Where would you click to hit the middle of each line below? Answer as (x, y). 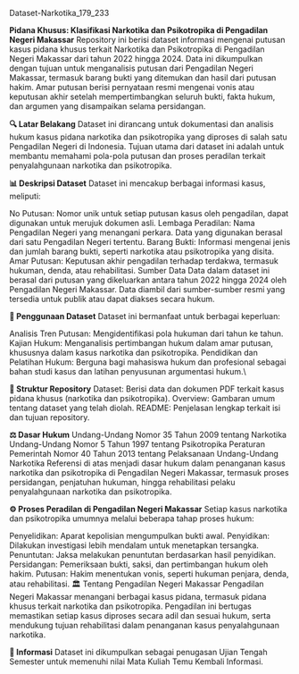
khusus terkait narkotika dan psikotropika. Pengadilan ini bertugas (130, 606)
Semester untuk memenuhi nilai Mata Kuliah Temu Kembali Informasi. (136, 661)
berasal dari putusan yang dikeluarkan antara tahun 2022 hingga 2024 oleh (148, 280)
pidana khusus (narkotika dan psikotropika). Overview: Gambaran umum (142, 398)
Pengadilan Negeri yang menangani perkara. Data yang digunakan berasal (146, 232)
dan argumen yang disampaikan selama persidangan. (108, 106)
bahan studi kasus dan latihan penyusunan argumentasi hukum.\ (128, 371)
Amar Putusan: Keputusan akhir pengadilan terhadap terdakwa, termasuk (144, 261)
